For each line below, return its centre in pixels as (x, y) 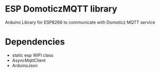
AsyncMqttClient (29, 60)
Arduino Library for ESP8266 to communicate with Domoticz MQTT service (80, 22)
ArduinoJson (25, 65)
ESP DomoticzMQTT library (61, 9)
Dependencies (35, 42)
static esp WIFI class (33, 55)
